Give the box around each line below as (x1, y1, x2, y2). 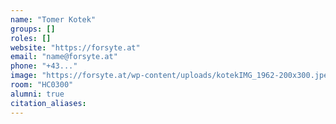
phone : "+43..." (10, 61, 78, 71)
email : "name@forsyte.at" (10, 52, 118, 62)
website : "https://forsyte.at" (10, 42, 141, 53)
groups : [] (10, 24, 56, 34)
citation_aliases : (10, 98, 87, 108)
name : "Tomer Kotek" (10, 14, 97, 25)
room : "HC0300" (10, 80, 74, 90)
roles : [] (10, 33, 52, 43)
